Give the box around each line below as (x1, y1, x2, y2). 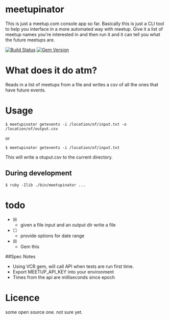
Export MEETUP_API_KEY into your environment (12, 268, 114, 275)
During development (5, 169, 73, 177)
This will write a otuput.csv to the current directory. (5, 154, 113, 160)
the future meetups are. (5, 37, 55, 43)
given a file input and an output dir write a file (20, 221, 116, 228)
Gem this (20, 243, 40, 249)
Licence (5, 292, 40, 304)
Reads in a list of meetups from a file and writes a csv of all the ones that (5, 81, 158, 87)
